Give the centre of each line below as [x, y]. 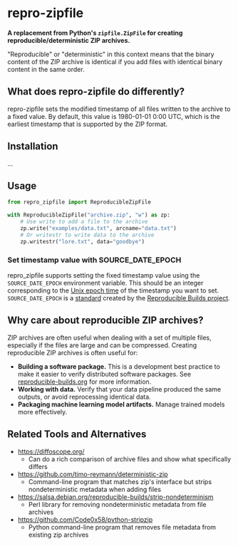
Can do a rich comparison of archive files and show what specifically [130, 459]
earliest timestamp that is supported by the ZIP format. [88, 124]
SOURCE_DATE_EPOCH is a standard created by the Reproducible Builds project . [119, 298]
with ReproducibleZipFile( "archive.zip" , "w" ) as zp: [89, 215]
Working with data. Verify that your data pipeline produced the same [119, 389]
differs [38, 466]
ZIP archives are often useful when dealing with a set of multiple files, [109, 337]
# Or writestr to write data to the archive [87, 235]
